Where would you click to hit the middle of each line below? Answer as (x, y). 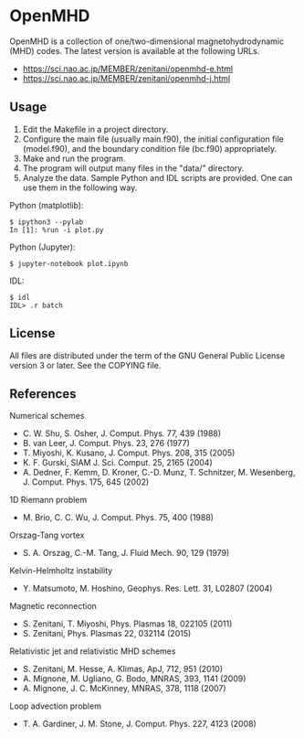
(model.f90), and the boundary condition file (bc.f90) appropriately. (150, 148)
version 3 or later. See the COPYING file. (85, 365)
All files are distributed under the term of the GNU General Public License (147, 355)
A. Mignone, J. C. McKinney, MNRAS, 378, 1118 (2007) (124, 689)
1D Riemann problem (48, 500)
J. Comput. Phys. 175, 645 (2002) (86, 482)
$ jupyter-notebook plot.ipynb (69, 263)
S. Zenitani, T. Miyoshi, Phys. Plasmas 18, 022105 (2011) (127, 624)
